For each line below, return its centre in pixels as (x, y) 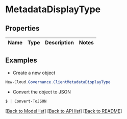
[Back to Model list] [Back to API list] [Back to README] (64, 111)
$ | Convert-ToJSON (26, 101)
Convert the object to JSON (42, 92)
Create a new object (34, 73)
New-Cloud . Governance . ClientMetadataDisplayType (58, 82)
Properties (22, 28)
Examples (21, 61)
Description (59, 43)
